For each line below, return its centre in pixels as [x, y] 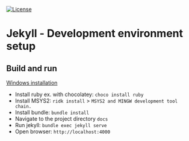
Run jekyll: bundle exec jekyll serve [61, 125]
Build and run [32, 68]
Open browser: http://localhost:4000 [62, 131]
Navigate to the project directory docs [61, 119]
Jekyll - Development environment [95, 34]
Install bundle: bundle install [52, 112]
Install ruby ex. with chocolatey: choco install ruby [79, 94]
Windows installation [32, 83]
